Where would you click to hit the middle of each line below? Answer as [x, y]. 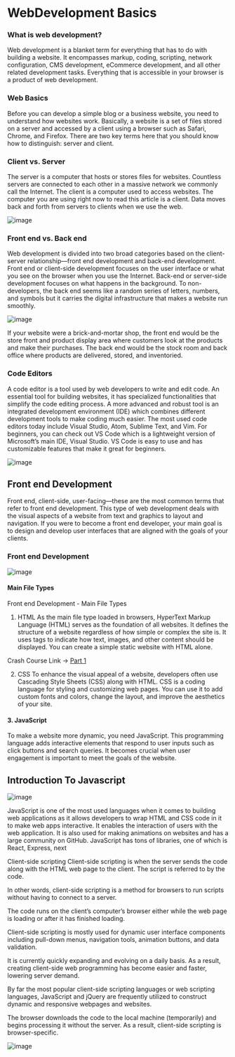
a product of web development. [53, 80]
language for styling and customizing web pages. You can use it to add [120, 689]
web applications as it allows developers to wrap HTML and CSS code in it [115, 818]
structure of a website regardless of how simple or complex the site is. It [122, 632]
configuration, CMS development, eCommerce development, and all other [114, 65]
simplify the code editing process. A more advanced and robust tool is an [113, 404]
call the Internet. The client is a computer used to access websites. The [110, 192]
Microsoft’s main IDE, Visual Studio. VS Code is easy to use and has [105, 441]
